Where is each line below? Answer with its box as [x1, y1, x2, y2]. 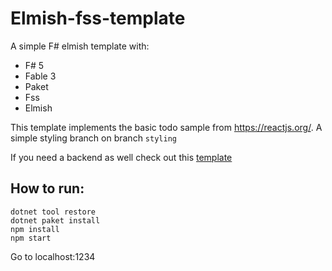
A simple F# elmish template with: [10, 40, 150, 52]
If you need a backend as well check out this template [10, 151, 233, 163]
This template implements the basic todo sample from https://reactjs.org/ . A [10, 121, 323, 133]
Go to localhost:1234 [10, 250, 96, 262]
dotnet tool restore [10, 207, 97, 217]
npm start [10, 233, 52, 243]
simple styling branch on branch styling [10, 132, 177, 144]
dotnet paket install [10, 215, 101, 226]
